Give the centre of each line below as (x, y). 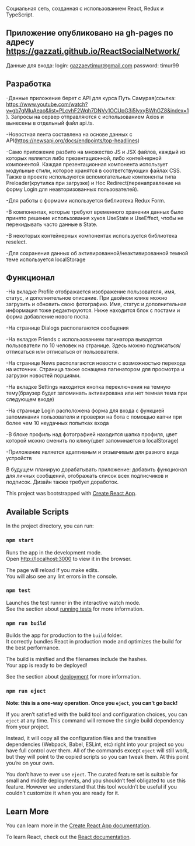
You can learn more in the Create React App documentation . (79, 826)
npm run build (26, 623)
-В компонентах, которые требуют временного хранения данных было (95, 212)
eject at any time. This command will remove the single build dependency (95, 721)
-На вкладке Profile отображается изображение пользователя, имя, (91, 292)
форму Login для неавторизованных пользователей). (72, 189)
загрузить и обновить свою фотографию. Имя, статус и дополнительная (96, 304)
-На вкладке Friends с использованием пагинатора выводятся (84, 340)
